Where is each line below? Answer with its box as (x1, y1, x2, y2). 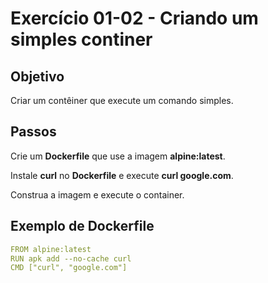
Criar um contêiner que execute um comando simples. (10, 95, 234, 106)
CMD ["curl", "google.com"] (10, 263, 128, 273)
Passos (10, 123, 57, 141)
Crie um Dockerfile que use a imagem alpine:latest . (10, 150, 226, 162)
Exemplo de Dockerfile (10, 218, 155, 235)
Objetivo (10, 68, 65, 85)
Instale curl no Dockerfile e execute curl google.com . (10, 169, 234, 181)
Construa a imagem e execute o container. (10, 188, 185, 201)
